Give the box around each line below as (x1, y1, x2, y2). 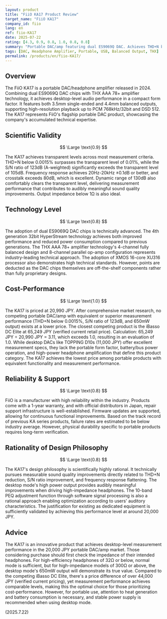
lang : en (5, 26, 23, 31)
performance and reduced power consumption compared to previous (5, 238, 148, 244)
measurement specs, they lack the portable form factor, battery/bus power (5, 344, 158, 350)
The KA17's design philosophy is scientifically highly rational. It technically (5, 466, 157, 472)
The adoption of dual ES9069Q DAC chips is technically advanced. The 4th (5, 228, 159, 234)
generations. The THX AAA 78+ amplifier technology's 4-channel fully (5, 244, 149, 250)
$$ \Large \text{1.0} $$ (60, 298, 107, 304)
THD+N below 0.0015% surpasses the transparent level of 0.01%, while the (5, 159, 160, 165)
